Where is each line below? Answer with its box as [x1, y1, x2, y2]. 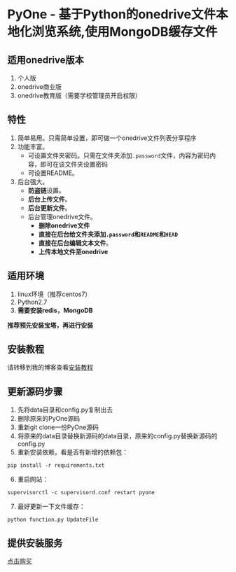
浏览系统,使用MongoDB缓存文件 [32, 24, 218, 40]
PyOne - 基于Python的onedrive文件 [7, 6, 216, 22]
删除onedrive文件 [38, 221, 90, 230]
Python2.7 [17, 298, 48, 306]
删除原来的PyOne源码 [17, 414, 81, 423]
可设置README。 [27, 169, 78, 177]
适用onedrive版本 [7, 54, 84, 66]
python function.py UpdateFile [7, 516, 99, 524]
